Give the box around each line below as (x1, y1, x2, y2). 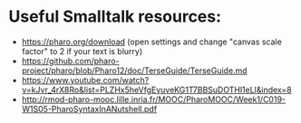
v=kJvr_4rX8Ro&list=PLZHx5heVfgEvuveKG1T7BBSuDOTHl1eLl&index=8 (21, 84, 292, 95)
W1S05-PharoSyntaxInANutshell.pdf (21, 103, 158, 114)
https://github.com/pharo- (21, 55, 120, 66)
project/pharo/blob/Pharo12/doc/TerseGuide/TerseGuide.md (21, 65, 248, 76)
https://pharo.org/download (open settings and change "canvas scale (21, 36, 282, 47)
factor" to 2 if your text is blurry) (21, 45, 143, 56)
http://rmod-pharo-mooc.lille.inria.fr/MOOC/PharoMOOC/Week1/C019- (21, 93, 286, 105)
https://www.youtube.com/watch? (21, 74, 150, 85)
